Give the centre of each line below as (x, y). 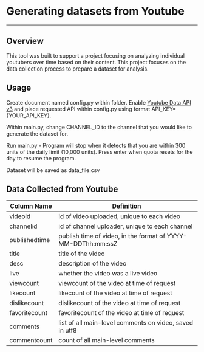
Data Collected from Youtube (62, 189)
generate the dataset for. (37, 133)
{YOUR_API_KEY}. (29, 115)
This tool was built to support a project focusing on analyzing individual (96, 55)
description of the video (93, 264)
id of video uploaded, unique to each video (120, 216)
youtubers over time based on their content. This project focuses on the (96, 62)
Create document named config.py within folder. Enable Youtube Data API (99, 102)
